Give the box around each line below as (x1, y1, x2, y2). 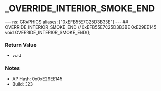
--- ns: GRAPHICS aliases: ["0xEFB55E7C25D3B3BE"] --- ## (5, 19, 129, 25)
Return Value (5, 41, 37, 48)
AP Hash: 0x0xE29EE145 (12, 76, 63, 82)
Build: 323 (12, 81, 33, 87)
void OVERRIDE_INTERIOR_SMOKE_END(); (5, 29, 91, 35)
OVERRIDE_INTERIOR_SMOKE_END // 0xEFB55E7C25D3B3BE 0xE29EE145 (5, 24, 157, 30)
